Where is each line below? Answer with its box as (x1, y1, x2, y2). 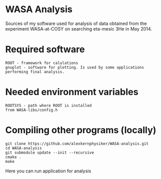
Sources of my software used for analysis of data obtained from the (5, 20, 147, 26)
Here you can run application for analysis (5, 168, 91, 174)
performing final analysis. (5, 69, 65, 74)
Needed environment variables (5, 86, 139, 98)
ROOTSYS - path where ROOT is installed (5, 103, 92, 108)
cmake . (5, 154, 22, 160)
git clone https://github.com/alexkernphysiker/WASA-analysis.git (5, 141, 149, 146)
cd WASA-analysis (5, 145, 42, 151)
